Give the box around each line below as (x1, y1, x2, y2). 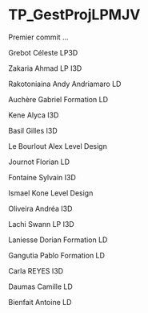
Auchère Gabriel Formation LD (8, 94, 108, 104)
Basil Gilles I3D (8, 126, 58, 135)
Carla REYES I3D (8, 266, 64, 275)
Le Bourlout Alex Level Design (8, 141, 108, 150)
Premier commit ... (8, 32, 70, 42)
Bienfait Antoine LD (8, 297, 72, 307)
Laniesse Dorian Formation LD (8, 235, 108, 245)
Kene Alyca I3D (8, 110, 59, 120)
